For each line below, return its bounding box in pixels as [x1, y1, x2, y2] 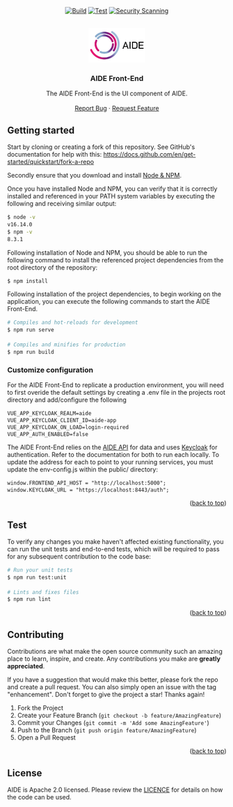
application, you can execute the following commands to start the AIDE [7, 297, 211, 306]
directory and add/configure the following [7, 395, 127, 404]
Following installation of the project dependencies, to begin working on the [7, 290, 221, 299]
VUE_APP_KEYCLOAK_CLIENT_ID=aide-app [7, 417, 117, 424]
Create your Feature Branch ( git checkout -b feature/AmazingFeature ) [17, 711, 222, 720]
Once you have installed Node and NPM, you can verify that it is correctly [7, 185, 218, 193]
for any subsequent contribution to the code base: [7, 552, 152, 561]
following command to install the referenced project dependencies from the [7, 256, 224, 264]
